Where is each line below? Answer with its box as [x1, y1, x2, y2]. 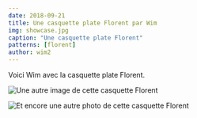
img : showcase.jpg [8, 26, 69, 34]
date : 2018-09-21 [8, 11, 66, 20]
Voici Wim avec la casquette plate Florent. [8, 70, 146, 79]
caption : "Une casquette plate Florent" [8, 33, 144, 42]
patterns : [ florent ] [8, 41, 77, 49]
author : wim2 [8, 48, 51, 56]
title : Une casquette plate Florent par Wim [8, 19, 157, 27]
